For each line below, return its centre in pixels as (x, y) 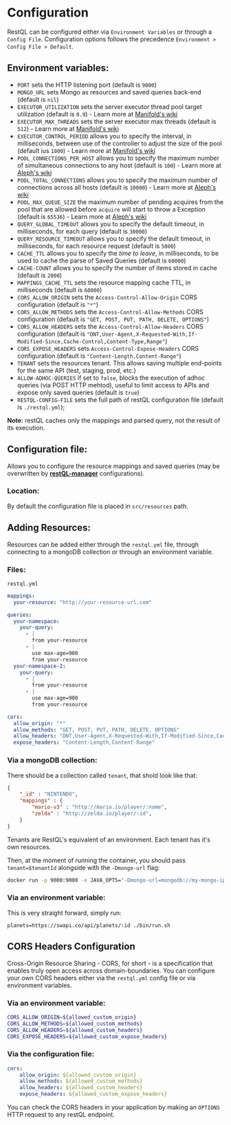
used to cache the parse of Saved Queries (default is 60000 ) (101, 261)
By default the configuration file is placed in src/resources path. (98, 506)
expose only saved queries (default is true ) (78, 392)
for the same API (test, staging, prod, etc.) (76, 370)
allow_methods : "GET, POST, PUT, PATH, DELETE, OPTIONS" (97, 730)
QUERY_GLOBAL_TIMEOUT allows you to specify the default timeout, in (111, 224)
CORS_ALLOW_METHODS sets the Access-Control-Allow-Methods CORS (110, 312)
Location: (23, 491)
